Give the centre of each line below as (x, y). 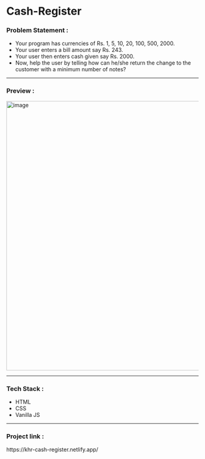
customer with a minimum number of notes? (70, 69)
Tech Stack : (25, 388)
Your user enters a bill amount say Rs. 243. (69, 50)
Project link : (25, 436)
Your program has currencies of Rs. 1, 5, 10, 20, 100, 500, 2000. (95, 43)
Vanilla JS (27, 415)
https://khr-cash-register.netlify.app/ (52, 450)
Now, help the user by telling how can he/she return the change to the (103, 63)
